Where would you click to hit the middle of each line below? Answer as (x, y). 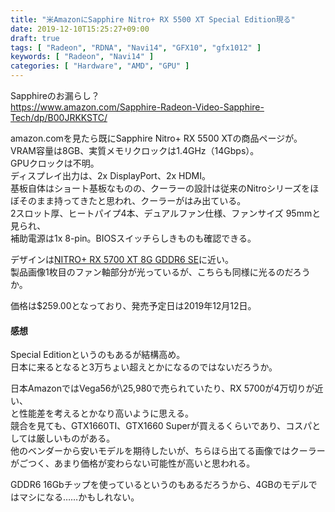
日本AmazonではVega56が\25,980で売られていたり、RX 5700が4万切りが (162, 388)
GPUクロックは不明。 (55, 163)
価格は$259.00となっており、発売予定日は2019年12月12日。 (133, 305)
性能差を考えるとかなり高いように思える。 (106, 413)
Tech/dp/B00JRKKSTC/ (59, 117)
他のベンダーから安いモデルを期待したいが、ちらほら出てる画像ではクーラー (168, 451)
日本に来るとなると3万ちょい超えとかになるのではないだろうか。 (144, 367)
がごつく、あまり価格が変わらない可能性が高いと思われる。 (133, 463)
